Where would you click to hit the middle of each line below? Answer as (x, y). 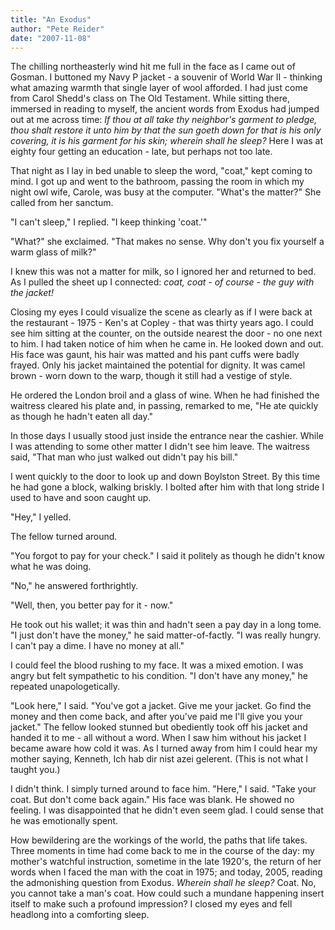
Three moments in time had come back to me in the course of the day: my (162, 851)
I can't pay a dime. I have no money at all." (97, 646)
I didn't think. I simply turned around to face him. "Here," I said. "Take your (163, 789)
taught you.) (35, 770)
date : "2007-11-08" (51, 38)
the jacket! (32, 293)
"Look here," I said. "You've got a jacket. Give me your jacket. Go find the (161, 706)
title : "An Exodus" (51, 19)
